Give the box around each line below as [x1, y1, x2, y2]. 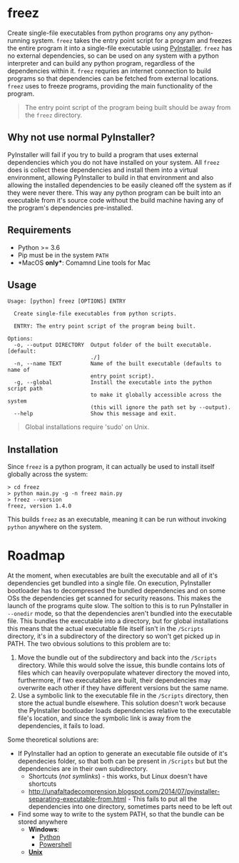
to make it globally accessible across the [90, 391, 222, 399]
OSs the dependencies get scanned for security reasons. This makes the [7, 594, 222, 602]
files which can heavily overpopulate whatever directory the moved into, [17, 669, 230, 677]
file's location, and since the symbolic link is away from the [17, 714, 191, 722]
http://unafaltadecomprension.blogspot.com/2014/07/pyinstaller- [28, 787, 220, 796]
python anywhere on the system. [7, 523, 103, 531]
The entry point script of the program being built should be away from [24, 103, 231, 111]
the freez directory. [24, 111, 83, 119]
